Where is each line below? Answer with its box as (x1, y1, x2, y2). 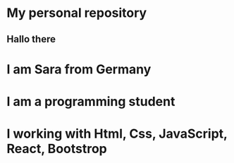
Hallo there (6, 33, 56, 45)
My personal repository (6, 5, 147, 21)
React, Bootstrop (6, 141, 107, 157)
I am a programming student (6, 93, 175, 109)
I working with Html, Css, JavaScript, (6, 126, 228, 142)
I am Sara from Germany (6, 61, 152, 77)
